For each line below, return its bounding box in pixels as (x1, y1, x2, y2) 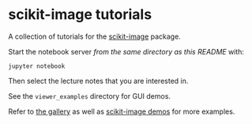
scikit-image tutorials (8, 6, 152, 24)
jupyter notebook (8, 62, 66, 70)
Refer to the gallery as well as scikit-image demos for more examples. (8, 107, 235, 116)
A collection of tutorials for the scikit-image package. (8, 32, 182, 41)
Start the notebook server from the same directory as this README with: (8, 47, 245, 56)
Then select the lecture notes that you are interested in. (8, 76, 189, 85)
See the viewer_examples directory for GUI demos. (8, 91, 171, 100)
